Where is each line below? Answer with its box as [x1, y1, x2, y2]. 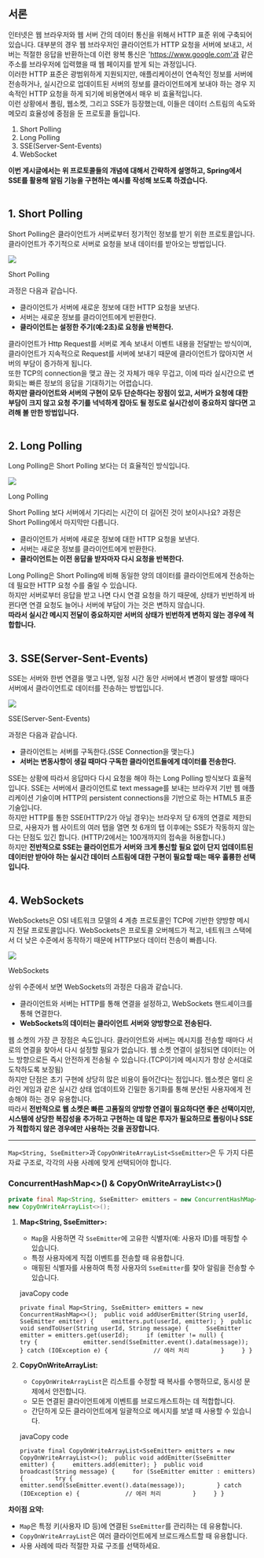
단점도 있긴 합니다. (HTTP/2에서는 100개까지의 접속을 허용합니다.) [22, 833, 226, 842]
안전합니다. [52, 1386, 86, 1396]
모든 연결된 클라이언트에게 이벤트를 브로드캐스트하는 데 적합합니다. [31, 1397, 236, 1406]
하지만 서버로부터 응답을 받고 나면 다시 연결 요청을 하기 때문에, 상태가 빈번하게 [8, 590, 247, 600]
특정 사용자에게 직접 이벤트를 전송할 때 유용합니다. [31, 1253, 185, 1263]
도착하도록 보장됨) [8, 1065, 64, 1075]
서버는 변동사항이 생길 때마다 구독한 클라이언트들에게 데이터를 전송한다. [19, 757, 236, 766]
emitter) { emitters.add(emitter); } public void [19, 1461, 203, 1469]
